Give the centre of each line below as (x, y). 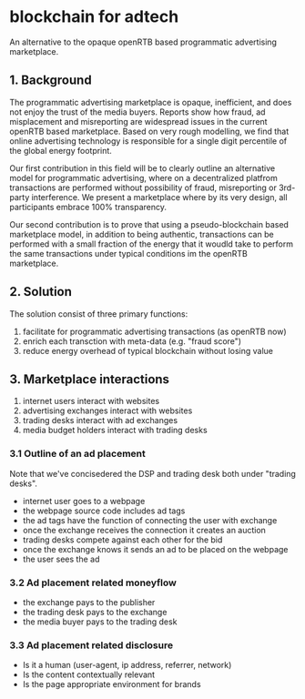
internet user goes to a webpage (84, 501)
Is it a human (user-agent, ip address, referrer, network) (127, 665)
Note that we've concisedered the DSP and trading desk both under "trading (152, 473)
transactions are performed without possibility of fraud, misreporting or (143, 187)
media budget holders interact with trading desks (115, 431)
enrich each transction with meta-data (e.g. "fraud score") (132, 341)
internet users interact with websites (91, 401)
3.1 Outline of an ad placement (77, 454)
